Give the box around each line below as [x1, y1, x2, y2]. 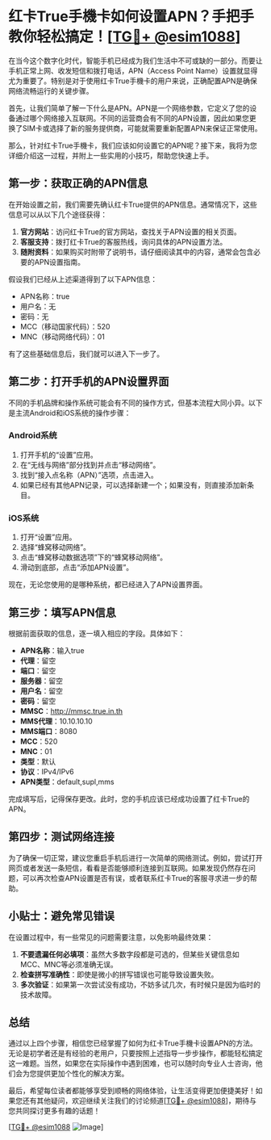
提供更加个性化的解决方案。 [35, 1069, 129, 1079]
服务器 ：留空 [19, 676, 63, 685]
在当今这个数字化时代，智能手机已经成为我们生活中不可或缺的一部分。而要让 [8, 56, 263, 65]
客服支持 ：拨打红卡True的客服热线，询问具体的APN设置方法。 [19, 237, 227, 246]
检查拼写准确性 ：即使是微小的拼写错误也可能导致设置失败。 [19, 970, 219, 979]
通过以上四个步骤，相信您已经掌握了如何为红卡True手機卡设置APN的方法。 [8, 1038, 258, 1048]
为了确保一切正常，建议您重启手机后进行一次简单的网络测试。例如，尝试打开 [8, 853, 263, 862]
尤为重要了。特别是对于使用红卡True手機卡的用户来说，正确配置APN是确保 [8, 76, 258, 86]
